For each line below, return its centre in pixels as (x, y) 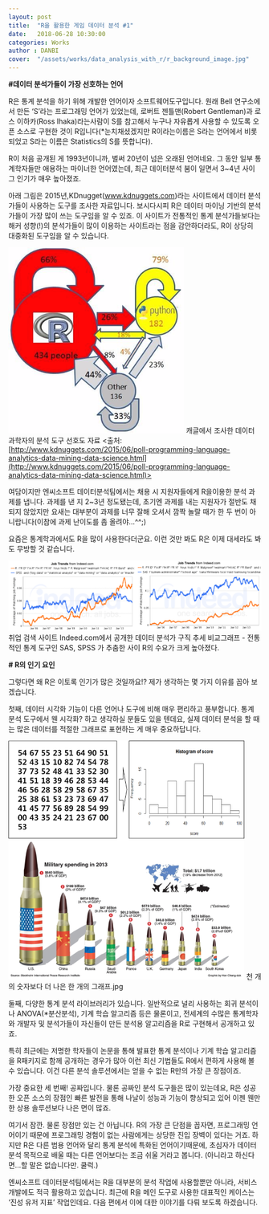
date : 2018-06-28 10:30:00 (57, 34)
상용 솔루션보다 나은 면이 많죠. (64, 1108)
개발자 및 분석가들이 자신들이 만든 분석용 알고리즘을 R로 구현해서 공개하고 (131, 1024)
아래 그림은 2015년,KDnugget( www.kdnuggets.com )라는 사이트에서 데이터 (127, 196)
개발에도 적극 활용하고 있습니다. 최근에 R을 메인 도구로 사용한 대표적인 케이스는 (132, 1192)
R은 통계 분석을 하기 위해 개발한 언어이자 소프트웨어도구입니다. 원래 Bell (120, 101)
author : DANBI (34, 51)
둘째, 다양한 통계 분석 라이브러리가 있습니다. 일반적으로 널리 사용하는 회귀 (123, 1004)
